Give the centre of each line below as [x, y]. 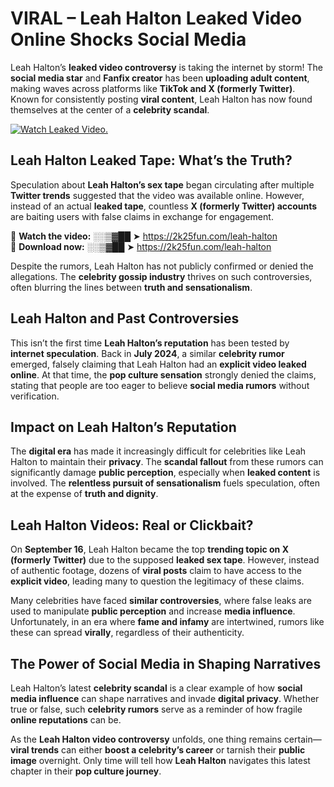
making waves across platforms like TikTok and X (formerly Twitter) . [153, 88]
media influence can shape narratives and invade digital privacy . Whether [165, 698]
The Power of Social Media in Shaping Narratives [166, 663]
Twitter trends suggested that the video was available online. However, [157, 195]
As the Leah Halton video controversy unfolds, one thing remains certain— [166, 739]
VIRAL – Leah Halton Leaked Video [156, 18]
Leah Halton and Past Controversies [125, 318]
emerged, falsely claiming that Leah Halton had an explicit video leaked [158, 364]
